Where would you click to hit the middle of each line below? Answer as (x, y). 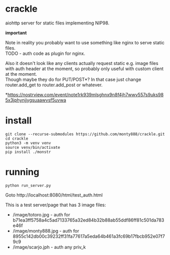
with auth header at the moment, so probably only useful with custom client (84, 69)
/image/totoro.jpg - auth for (41, 214)
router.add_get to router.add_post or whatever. (54, 85)
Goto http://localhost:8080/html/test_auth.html (54, 195)
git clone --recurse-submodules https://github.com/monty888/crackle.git (85, 134)
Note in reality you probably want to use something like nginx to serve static (85, 42)
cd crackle (17, 138)
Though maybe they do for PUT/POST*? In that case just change (73, 79)
